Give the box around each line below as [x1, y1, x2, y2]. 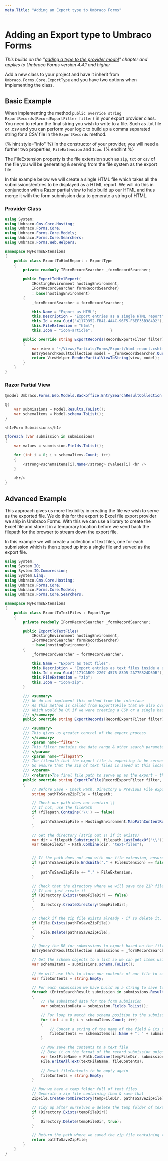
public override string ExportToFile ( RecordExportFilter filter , [23, 777, 162, 782]
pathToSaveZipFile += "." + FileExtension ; [40, 869, 133, 875]
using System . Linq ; [5, 573, 46, 578]
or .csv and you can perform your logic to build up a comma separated [5, 126, 151, 132]
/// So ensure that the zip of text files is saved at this [23, 763, 151, 768]
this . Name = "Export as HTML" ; [31, 309, 97, 314]
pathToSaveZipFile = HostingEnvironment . [40, 819, 128, 824]
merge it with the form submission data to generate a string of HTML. [5, 192, 148, 199]
